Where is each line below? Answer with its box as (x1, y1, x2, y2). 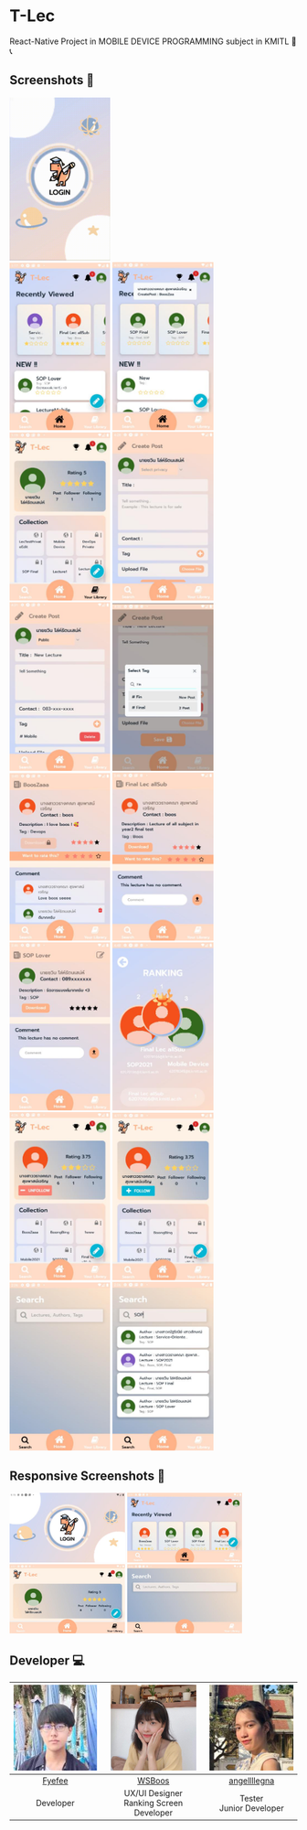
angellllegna (228, 1775, 275, 1786)
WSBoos (136, 1775, 170, 1786)
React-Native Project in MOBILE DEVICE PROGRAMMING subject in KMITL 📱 (9, 36, 297, 47)
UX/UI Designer (123, 1788, 183, 1799)
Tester (239, 1793, 264, 1803)
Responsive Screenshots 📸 (9, 1468, 166, 1483)
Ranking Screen (123, 1798, 184, 1809)
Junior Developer (218, 1803, 285, 1814)
